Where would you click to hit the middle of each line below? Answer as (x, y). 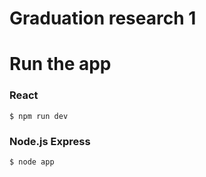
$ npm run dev (39, 116)
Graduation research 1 (103, 18)
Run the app (60, 64)
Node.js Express (50, 141)
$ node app (32, 162)
